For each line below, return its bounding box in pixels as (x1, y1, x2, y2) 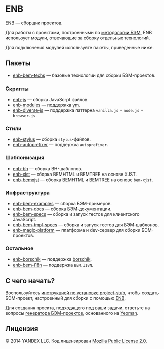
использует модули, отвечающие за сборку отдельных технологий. (5, 35, 150, 41)
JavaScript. (12, 216, 37, 222)
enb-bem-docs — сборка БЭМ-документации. (12, 206, 112, 212)
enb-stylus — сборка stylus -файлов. (12, 136, 91, 142)
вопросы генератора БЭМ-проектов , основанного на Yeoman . (5, 310, 139, 316)
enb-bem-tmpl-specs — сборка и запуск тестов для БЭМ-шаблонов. (12, 222, 159, 228)
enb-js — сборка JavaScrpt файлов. (12, 97, 89, 103)
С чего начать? (5, 276, 55, 285)
